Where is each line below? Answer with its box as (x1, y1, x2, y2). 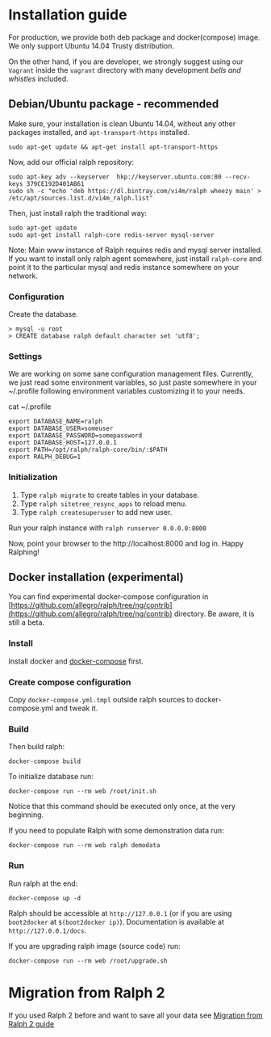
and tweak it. (55, 703, 98, 713)
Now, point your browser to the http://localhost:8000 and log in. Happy (8, 538, 244, 548)
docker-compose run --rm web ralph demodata (8, 841, 161, 849)
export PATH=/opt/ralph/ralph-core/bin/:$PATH (8, 446, 168, 454)
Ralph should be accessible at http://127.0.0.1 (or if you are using (8, 908, 232, 918)
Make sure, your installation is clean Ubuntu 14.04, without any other (8, 119, 236, 129)
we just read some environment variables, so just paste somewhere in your (8, 377, 257, 387)
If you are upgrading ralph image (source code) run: (8, 941, 181, 951)
